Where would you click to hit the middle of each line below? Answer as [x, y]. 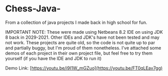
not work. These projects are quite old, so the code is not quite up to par [80, 42]
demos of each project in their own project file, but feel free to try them [79, 53]
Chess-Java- [33, 9]
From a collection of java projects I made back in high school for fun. [76, 22]
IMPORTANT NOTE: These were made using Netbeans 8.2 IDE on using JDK [84, 32]
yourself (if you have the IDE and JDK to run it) [53, 58]
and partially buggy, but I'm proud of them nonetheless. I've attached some [83, 48]
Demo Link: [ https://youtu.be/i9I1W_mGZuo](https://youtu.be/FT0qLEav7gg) [84, 68]
